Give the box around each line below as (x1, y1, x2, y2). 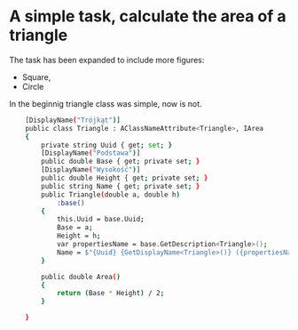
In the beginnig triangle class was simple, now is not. (9, 98, 202, 109)
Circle (21, 81, 44, 92)
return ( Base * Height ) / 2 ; (56, 289, 165, 298)
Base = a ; (56, 223, 93, 232)
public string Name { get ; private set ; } (41, 181, 200, 190)
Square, (21, 71, 51, 82)
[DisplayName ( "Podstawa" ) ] (41, 149, 141, 157)
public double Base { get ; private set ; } (41, 157, 200, 166)
